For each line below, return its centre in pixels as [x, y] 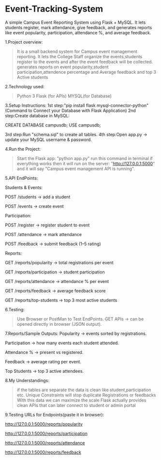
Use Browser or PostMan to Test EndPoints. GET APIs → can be [80, 319]
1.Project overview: [24, 42]
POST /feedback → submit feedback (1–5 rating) [53, 244]
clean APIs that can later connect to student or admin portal [76, 405]
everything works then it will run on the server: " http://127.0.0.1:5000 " [86, 163]
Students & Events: [24, 187]
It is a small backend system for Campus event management [77, 51]
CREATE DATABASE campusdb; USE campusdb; [53, 125]
